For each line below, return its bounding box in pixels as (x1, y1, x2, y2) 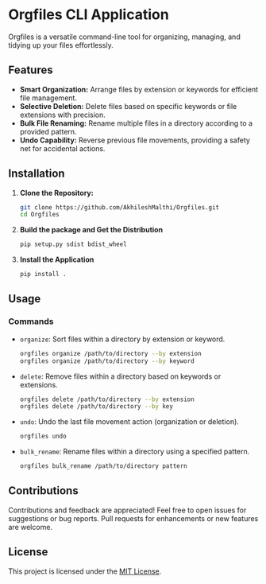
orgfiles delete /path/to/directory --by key (19, 403, 173, 411)
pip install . (19, 271, 67, 278)
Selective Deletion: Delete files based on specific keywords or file (19, 101, 237, 111)
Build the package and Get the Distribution (19, 225, 164, 235)
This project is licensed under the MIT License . (8, 566, 162, 576)
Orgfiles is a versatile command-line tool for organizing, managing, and (8, 32, 241, 41)
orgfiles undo (19, 432, 67, 441)
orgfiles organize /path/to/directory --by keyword (19, 356, 195, 365)
